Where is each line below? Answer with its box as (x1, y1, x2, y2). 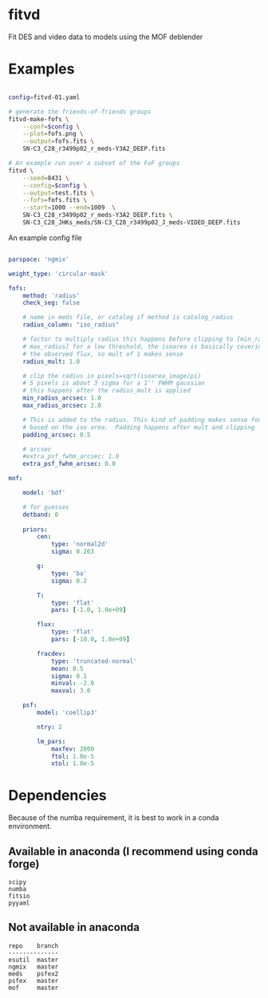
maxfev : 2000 (50, 744, 94, 753)
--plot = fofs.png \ (22, 130, 84, 138)
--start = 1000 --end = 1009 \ (22, 203, 116, 212)
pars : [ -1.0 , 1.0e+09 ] (50, 606, 127, 614)
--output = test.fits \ (22, 189, 94, 197)
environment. (8, 822, 52, 831)
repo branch (8, 941, 59, 950)
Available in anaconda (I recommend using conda (8, 844, 258, 858)
